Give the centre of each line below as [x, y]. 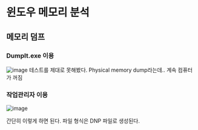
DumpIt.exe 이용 [30, 55]
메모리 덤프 [26, 37]
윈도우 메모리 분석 [48, 12]
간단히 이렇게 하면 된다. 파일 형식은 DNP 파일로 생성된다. [73, 121]
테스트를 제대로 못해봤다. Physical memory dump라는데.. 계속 [103, 70]
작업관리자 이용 [27, 95]
